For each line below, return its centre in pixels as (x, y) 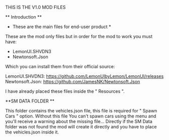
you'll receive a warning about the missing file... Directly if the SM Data (79, 121)
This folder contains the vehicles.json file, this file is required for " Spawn (81, 111)
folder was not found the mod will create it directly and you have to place (81, 127)
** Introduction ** (23, 17)
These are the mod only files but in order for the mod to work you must (79, 36)
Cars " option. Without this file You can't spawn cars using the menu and (81, 116)
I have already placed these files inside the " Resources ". (65, 91)
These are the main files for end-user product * (62, 27)
